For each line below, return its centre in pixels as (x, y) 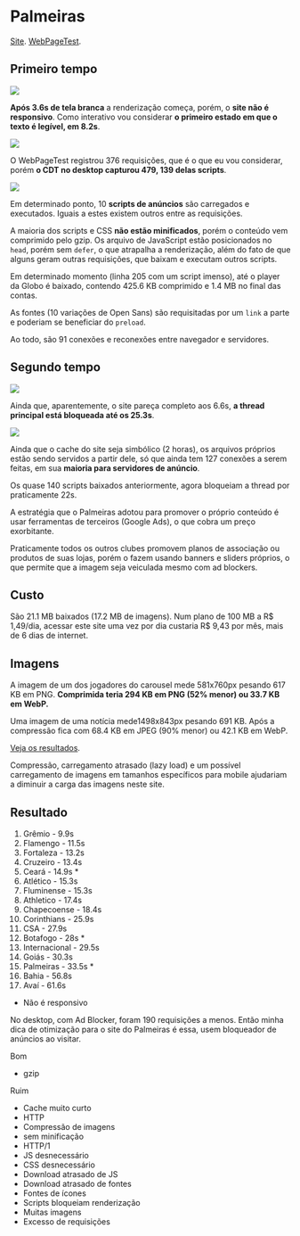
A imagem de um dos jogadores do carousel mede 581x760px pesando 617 (148, 685)
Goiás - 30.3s (48, 957)
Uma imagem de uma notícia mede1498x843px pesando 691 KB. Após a (142, 721)
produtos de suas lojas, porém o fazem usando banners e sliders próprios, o (150, 557)
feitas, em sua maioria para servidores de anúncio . (105, 468)
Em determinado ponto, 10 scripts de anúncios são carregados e (130, 203)
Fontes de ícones (55, 1193)
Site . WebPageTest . (46, 41)
